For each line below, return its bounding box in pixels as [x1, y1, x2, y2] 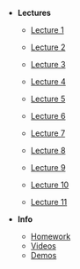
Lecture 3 [30, 59, 66, 69]
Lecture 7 [30, 128, 66, 138]
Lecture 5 [30, 93, 66, 104]
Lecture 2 [30, 42, 66, 52]
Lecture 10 [30, 179, 69, 190]
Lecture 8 [30, 146, 66, 155]
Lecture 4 [30, 76, 66, 87]
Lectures [17, 8, 51, 18]
